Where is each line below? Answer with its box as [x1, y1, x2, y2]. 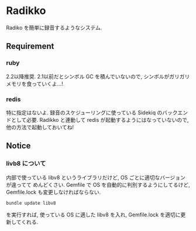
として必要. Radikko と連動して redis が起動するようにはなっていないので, [11, 116, 189, 123]
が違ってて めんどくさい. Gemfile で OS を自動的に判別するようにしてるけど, [6, 181, 190, 188]
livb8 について [6, 159, 46, 167]
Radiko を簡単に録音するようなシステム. [6, 24, 102, 31]
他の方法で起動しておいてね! [6, 124, 74, 131]
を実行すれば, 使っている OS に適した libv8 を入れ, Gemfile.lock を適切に [6, 211, 181, 218]
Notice [6, 141, 31, 151]
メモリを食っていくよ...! [6, 80, 63, 87]
